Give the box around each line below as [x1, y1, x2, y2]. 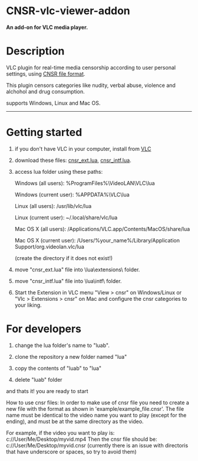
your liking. [14, 301, 42, 309]
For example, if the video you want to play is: [6, 429, 115, 436]
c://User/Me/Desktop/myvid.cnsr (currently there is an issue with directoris [6, 441, 189, 449]
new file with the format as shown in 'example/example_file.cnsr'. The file [6, 405, 184, 412]
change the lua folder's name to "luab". [14, 342, 110, 349]
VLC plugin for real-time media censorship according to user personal [6, 64, 176, 71]
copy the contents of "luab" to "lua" [14, 365, 102, 372]
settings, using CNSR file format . [6, 70, 85, 77]
